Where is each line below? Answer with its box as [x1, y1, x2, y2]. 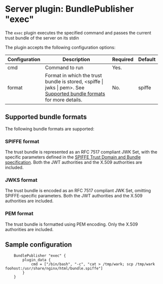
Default [138, 56, 156, 63]
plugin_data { [22, 258, 51, 263]
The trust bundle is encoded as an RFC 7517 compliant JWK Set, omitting [5, 188, 151, 194]
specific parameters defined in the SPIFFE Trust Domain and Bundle [5, 154, 141, 160]
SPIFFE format [5, 138, 40, 144]
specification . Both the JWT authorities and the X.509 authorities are [5, 160, 142, 165]
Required [112, 56, 134, 63]
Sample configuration [5, 241, 72, 249]
